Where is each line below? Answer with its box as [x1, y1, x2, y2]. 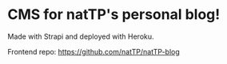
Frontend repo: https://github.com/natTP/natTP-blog [7, 47, 181, 56]
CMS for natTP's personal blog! [7, 6, 221, 24]
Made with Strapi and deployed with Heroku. [7, 32, 154, 41]
